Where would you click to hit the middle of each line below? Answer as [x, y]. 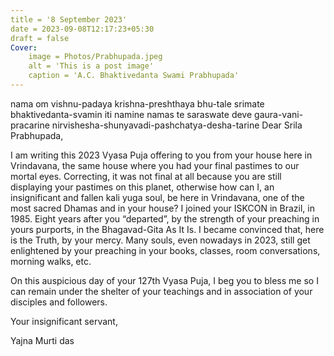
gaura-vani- [279, 114]
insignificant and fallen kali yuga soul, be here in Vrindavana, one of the [157, 197]
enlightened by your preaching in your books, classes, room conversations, [165, 250]
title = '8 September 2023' [69, 19]
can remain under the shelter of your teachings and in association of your [161, 291]
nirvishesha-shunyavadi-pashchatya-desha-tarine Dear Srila [177, 125]
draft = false [40, 38]
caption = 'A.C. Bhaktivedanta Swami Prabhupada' [134, 76]
